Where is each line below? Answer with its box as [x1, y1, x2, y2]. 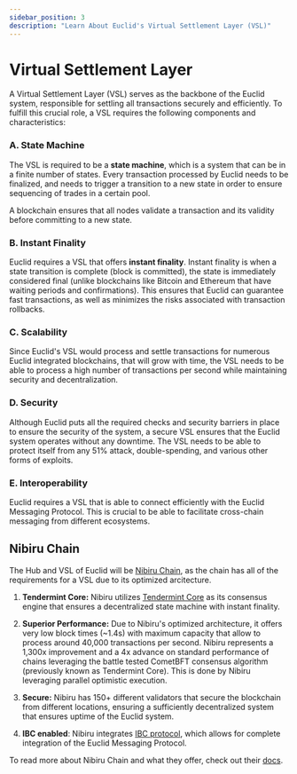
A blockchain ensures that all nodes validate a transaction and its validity [9, 205, 275, 216]
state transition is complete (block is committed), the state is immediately [9, 266, 277, 277]
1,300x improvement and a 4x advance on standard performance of [21, 646, 270, 657]
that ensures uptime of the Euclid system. [21, 711, 175, 722]
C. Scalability [9, 326, 68, 338]
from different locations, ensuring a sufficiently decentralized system [21, 701, 275, 712]
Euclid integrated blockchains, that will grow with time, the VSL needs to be [9, 356, 285, 367]
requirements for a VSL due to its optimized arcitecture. [9, 574, 212, 585]
